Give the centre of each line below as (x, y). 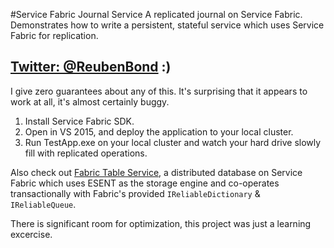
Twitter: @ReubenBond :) (91, 67)
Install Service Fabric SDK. (79, 121)
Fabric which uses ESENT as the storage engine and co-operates (145, 183)
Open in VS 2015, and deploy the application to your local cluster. (159, 131)
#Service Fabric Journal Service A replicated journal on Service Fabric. (156, 14)
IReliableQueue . (43, 204)
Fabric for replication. (54, 35)
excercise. (31, 234)
